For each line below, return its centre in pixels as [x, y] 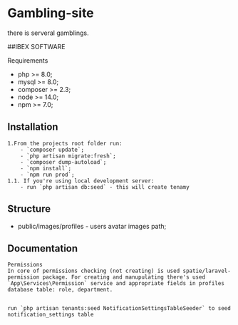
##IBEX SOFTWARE [36, 46]
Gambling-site [51, 13]
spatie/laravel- [207, 271]
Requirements [28, 60]
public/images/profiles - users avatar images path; [92, 226]
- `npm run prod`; [47, 175]
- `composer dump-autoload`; [63, 162]
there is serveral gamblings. [48, 33]
